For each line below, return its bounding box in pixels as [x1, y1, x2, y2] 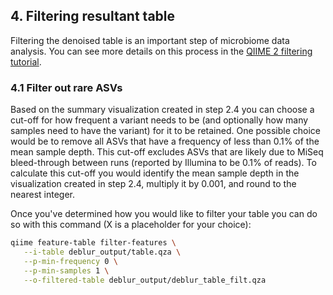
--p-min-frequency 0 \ [23, 256, 118, 266]
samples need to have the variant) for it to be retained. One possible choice [10, 125, 321, 137]
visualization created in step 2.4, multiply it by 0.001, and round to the [10, 178, 297, 190]
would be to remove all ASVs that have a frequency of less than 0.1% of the [10, 135, 320, 148]
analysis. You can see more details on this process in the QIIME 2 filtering [10, 45, 313, 57]
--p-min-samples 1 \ [23, 265, 110, 276]
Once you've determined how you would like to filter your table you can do [10, 208, 318, 220]
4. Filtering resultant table [10, 8, 176, 25]
